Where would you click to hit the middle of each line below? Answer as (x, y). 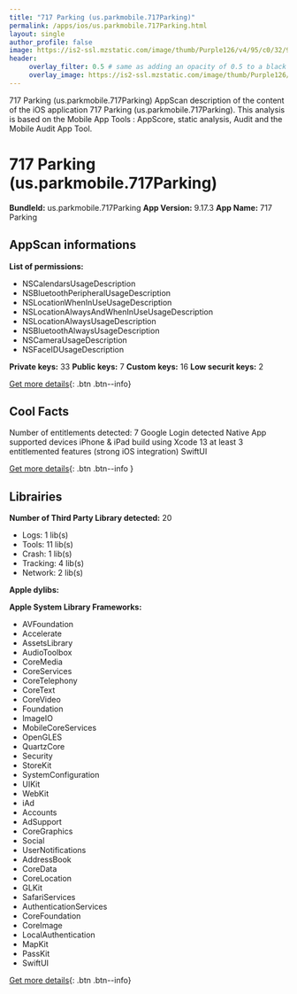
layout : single (37, 34)
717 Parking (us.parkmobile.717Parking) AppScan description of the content (147, 100)
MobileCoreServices (59, 728)
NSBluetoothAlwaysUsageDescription (91, 330)
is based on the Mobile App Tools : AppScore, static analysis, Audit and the (146, 119)
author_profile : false (51, 42)
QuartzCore (43, 747)
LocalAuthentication (58, 935)
